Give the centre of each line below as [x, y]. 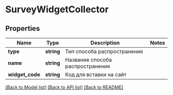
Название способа [89, 60]
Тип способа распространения [104, 51]
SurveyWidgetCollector [57, 9]
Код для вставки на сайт [96, 74]
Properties [23, 28]
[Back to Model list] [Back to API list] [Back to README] [64, 87]
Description [105, 43]
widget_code [24, 74]
